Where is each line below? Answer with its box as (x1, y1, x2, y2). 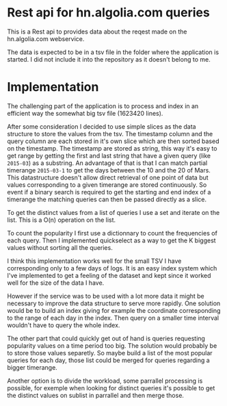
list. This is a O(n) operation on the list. (7, 216, 116, 224)
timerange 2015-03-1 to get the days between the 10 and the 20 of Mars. (7, 166, 211, 174)
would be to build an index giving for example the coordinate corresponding (7, 306, 221, 314)
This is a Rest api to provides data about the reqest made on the (7, 27, 187, 36)
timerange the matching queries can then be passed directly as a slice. (7, 195, 207, 203)
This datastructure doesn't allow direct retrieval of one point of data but (7, 173, 209, 181)
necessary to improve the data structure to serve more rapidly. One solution (7, 299, 221, 307)
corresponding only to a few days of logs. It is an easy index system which (7, 264, 217, 272)
